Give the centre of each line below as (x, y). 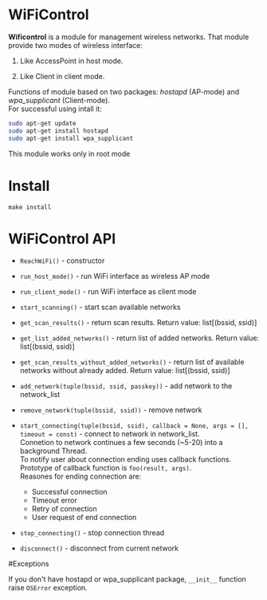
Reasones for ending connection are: (80, 476)
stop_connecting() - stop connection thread (92, 533)
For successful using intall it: (55, 109)
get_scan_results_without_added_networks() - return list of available (132, 362)
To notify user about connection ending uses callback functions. (126, 459)
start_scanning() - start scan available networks (100, 307)
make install (30, 207)
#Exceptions (29, 564)
